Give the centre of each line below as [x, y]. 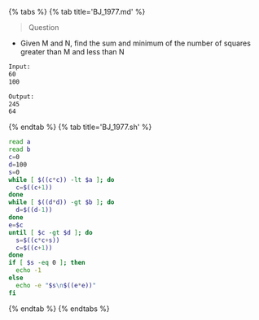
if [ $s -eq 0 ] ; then [47, 263]
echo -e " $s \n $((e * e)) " [56, 285]
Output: [22, 97]
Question [44, 27]
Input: [20, 67]
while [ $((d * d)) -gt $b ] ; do [61, 202]
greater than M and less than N [72, 52]
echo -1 [29, 270]
